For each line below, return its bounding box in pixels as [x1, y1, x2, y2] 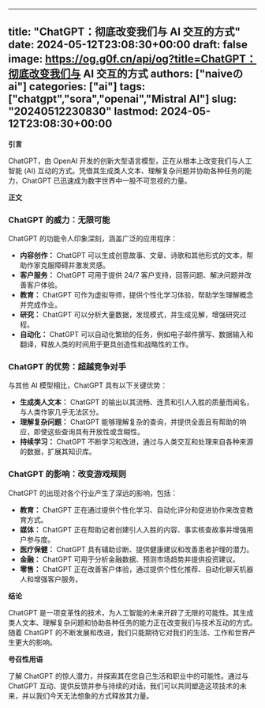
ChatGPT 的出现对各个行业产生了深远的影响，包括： [8, 488, 178, 498]
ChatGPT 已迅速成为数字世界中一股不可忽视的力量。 [21, 176, 192, 185]
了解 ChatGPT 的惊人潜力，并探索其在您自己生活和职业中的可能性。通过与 [8, 671, 249, 680]
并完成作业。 [19, 300, 62, 309]
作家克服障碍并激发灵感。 [26, 260, 110, 270]
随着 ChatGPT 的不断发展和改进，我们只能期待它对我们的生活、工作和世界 [8, 627, 249, 637]
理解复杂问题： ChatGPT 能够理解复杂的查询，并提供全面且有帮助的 [19, 417, 241, 427]
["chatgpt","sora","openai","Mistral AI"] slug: [8, 93, 237, 106]
